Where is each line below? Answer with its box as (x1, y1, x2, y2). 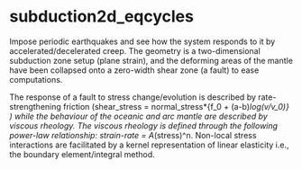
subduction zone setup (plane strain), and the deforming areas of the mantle (9, 55, 293, 66)
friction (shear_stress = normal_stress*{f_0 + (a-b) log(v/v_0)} (62, 101, 290, 111)
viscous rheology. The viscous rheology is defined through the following (9, 120, 278, 131)
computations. (9, 74, 63, 84)
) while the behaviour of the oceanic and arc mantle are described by (9, 111, 268, 121)
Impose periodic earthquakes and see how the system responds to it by (9, 36, 276, 47)
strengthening (9, 101, 61, 111)
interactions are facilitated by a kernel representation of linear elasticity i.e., (9, 139, 289, 150)
